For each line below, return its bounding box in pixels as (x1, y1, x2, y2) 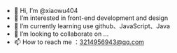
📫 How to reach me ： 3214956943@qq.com (13, 38, 145, 46)
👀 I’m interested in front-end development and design (13, 14, 169, 22)
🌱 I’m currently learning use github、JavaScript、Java (13, 22, 170, 30)
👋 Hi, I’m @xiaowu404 (13, 7, 78, 14)
